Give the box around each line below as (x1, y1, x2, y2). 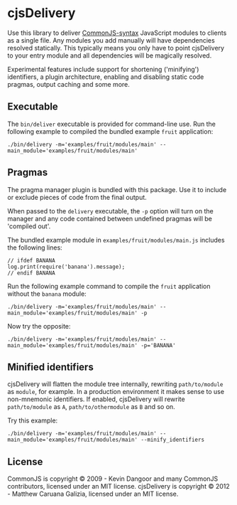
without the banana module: (7, 289, 87, 298)
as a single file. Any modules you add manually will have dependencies (7, 36, 215, 44)
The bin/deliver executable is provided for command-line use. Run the (7, 119, 216, 128)
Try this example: (7, 416, 58, 425)
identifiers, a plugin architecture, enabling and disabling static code (7, 73, 204, 81)
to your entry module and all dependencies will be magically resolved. (7, 51, 212, 60)
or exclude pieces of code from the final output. (7, 193, 147, 201)
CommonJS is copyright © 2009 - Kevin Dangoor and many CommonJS (7, 474, 219, 483)
